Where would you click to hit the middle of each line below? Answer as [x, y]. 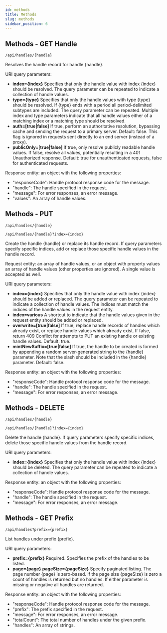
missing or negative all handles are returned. [58, 584]
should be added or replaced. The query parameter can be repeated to [85, 299]
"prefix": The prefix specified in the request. [58, 609]
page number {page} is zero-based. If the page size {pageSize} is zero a [87, 574]
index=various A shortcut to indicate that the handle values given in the [86, 315]
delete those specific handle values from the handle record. [67, 443]
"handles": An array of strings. [44, 625]
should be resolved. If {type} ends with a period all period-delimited [82, 105]
